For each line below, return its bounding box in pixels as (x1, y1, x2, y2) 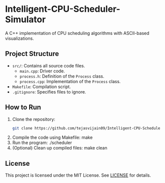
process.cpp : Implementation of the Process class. (19, 78, 121, 84)
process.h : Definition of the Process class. (19, 73, 104, 79)
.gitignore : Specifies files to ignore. (12, 89, 86, 94)
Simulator (5, 14, 46, 25)
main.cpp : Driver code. (19, 68, 65, 74)
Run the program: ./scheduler (12, 140, 72, 146)
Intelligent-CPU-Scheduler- (5, 3, 121, 15)
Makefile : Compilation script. (12, 84, 71, 90)
